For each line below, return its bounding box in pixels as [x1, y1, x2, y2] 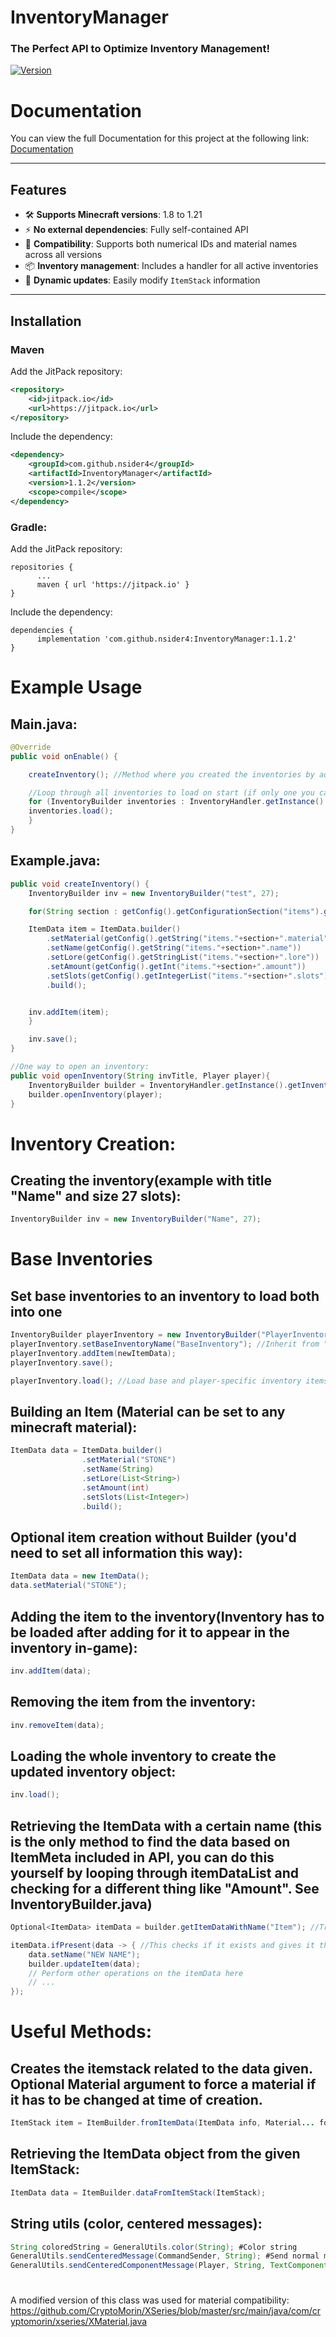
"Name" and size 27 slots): [10, 1187, 182, 1205]
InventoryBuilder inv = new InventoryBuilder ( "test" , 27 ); [28, 888, 280, 898]
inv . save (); [28, 1034, 78, 1045]
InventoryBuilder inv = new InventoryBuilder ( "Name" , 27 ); [10, 1214, 262, 1225]
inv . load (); [10, 1790, 60, 1800]
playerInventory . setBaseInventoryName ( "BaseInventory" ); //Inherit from [10, 1339, 320, 1350]
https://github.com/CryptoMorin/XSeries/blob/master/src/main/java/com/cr [10, 2305, 322, 2317]
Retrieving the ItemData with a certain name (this [10, 1817, 322, 1835]
